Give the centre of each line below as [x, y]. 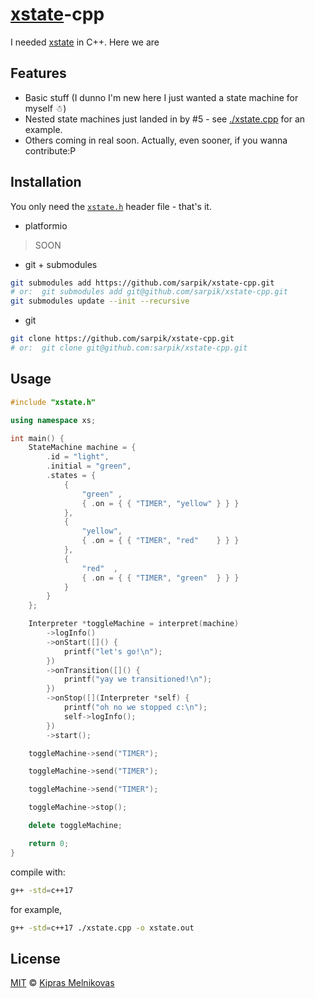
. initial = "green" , [89, 466]
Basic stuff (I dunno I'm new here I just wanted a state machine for [161, 97]
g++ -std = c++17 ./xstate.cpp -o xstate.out [102, 928]
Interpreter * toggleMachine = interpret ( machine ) [134, 624]
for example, [36, 909]
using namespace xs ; [53, 420]
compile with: [38, 872]
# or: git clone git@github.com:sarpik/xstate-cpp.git [129, 348]
